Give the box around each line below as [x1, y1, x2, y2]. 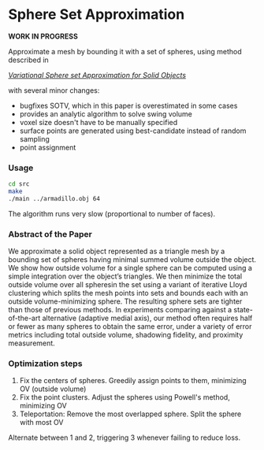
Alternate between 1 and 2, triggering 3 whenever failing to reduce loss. [8, 433, 241, 442]
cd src [8, 180, 30, 188]
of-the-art [8, 313, 41, 323]
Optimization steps [8, 358, 83, 369]
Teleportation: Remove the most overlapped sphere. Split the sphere [19, 409, 242, 419]
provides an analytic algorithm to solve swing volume [19, 109, 193, 119]
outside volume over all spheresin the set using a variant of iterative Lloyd [8, 280, 247, 290]
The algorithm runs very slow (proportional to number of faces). [8, 208, 215, 218]
